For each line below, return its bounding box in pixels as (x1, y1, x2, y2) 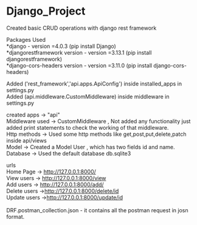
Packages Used (6, 36, 46, 43)
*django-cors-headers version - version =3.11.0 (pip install (6, 62, 153, 69)
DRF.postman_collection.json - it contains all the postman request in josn (6, 206, 188, 213)
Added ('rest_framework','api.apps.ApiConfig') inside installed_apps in (6, 80, 182, 87)
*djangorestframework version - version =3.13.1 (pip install (6, 49, 152, 56)
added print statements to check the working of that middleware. (6, 124, 169, 131)
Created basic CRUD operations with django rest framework (6, 24, 157, 32)
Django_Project (6, 4, 86, 18)
